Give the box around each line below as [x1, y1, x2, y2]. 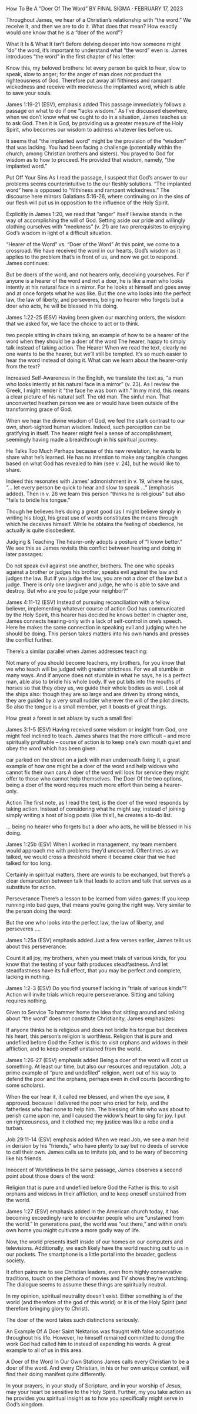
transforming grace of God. [6, 406, 72, 413]
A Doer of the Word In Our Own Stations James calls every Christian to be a [6, 1358, 189, 1365]
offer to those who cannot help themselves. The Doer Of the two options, [6, 775, 183, 782]
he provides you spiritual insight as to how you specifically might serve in [6, 1395, 183, 1402]
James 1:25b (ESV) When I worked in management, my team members [6, 841, 177, 848]
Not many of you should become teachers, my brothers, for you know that [6, 659, 186, 666]
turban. [6, 1125, 24, 1131]
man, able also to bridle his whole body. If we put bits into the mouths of [6, 678, 181, 685]
